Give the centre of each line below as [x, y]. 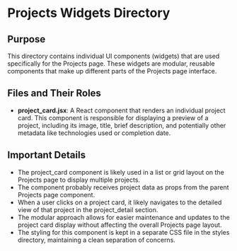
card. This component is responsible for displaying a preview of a [113, 117]
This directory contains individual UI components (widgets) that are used [114, 56]
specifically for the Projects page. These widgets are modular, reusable [111, 64]
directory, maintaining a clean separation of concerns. [96, 240]
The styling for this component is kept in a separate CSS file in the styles [123, 232]
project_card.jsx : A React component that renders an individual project [121, 110]
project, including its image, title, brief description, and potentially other [122, 125]
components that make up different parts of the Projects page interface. [112, 71]
